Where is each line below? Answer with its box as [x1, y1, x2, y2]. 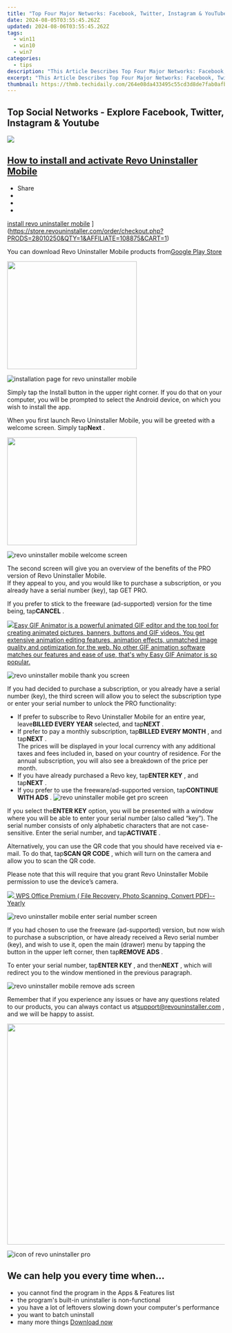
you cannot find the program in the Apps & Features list [17, 1288, 175, 1296]
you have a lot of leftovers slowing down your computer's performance [17, 1303, 220, 1312]
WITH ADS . [17, 793, 52, 801]
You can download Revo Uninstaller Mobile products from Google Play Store [7, 247, 222, 255]
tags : [7, 29, 23, 37]
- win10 [13, 42, 36, 49]
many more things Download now [17, 1318, 113, 1326]
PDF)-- [195, 891, 215, 899]
